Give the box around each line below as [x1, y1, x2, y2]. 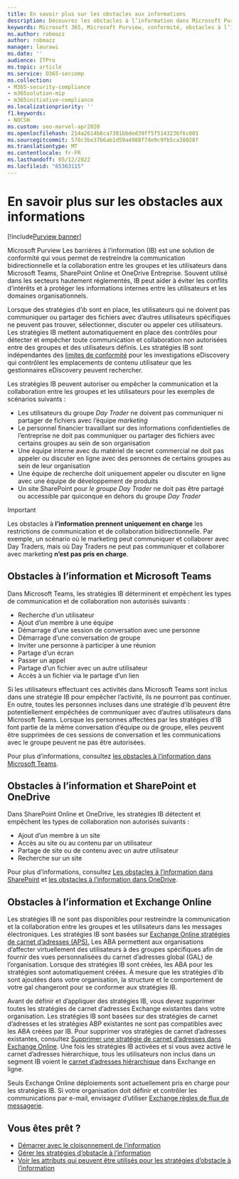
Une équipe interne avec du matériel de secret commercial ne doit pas [17, 446, 224, 455]
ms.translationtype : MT [7, 143, 78, 150]
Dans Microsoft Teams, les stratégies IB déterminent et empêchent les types [7, 589, 232, 598]
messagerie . [7, 1101, 44, 1110]
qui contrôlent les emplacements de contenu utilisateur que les [7, 358, 192, 367]
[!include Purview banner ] [7, 232, 82, 241]
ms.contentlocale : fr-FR [7, 150, 81, 157]
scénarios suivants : [7, 395, 66, 403]
